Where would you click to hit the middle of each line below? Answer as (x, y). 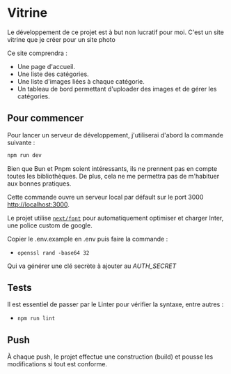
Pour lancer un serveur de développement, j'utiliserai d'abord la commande (115, 135)
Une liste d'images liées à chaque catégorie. (81, 81)
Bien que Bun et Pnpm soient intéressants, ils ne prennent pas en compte (112, 168)
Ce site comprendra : (38, 53)
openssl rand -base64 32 (53, 253)
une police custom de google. (50, 225)
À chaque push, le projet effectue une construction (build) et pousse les (110, 357)
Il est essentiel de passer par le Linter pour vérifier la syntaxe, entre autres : (115, 304)
